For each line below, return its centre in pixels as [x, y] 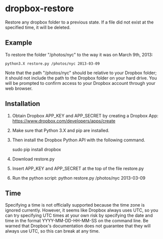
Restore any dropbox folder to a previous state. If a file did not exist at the [79, 22]
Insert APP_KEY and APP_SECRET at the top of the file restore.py [78, 168]
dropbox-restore [40, 9]
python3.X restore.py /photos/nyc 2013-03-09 [52, 64]
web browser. [19, 88]
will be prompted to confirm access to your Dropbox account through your [80, 83]
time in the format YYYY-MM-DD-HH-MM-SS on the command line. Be [77, 221]
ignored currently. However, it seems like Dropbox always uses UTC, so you [82, 210]
